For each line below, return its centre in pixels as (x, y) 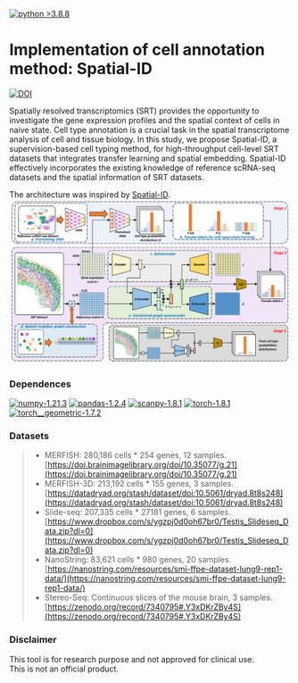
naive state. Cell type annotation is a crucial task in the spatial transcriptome (149, 129)
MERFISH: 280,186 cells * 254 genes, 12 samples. (136, 455)
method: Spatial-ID (81, 69)
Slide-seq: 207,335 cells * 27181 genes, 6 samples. (137, 512)
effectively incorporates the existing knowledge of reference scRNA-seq (142, 167)
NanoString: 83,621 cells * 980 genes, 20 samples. (138, 560)
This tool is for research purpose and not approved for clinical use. (132, 659)
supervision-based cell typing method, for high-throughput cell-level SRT (144, 148)
